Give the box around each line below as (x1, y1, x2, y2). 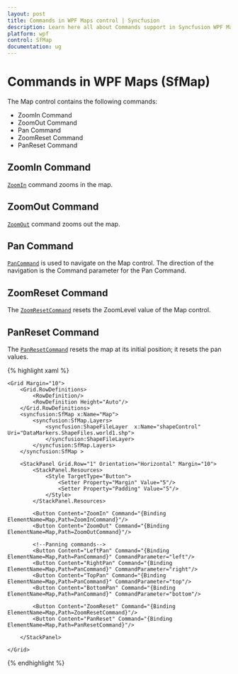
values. (7, 353, 28, 361)
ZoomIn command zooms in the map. (7, 180, 113, 188)
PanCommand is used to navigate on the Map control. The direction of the (7, 259, 214, 268)
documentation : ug (7, 43, 62, 50)
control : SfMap (7, 37, 52, 44)
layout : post (7, 10, 46, 18)
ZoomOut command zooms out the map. (7, 219, 120, 228)
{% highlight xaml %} (7, 366, 69, 375)
